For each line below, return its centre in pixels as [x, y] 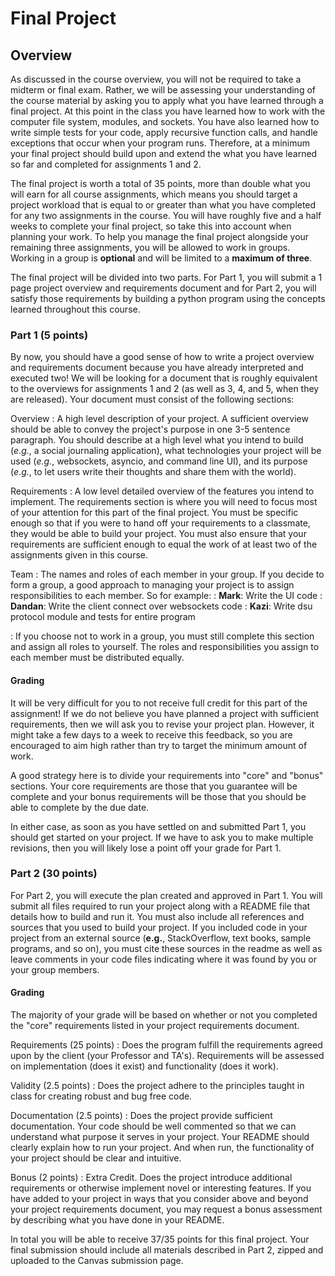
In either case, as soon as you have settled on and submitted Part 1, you [158, 826]
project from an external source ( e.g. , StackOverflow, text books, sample [161, 938]
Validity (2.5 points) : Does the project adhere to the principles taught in [157, 1085]
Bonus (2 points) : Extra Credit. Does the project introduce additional [151, 1177]
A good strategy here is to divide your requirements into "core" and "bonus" [167, 775]
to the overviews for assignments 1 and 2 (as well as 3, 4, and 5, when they [165, 389]
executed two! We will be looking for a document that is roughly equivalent [164, 378]
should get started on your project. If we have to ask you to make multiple [162, 837]
